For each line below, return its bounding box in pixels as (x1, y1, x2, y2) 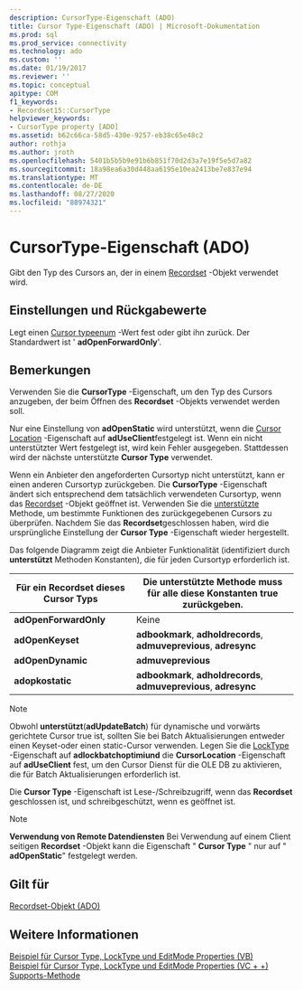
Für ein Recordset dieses (15, 581, 126, 594)
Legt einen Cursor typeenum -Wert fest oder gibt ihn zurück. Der (9, 326, 251, 337)
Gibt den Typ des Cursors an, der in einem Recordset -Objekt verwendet (9, 267, 280, 278)
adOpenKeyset (14, 634, 79, 646)
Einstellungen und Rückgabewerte (9, 303, 207, 318)
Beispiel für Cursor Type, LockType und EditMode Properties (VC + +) (9, 960, 269, 972)
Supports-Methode (9, 970, 81, 981)
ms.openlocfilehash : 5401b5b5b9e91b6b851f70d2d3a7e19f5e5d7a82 (9, 156, 252, 165)
